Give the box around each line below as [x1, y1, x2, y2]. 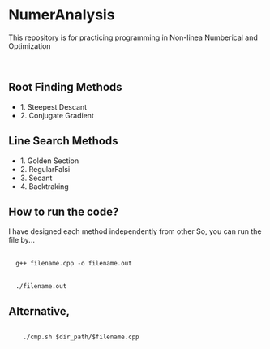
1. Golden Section [19, 156, 79, 166]
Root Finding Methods [8, 80, 123, 94]
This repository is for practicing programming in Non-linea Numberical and [8, 32, 258, 42]
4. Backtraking [19, 181, 69, 192]
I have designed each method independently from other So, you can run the [8, 226, 262, 236]
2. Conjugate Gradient [19, 110, 95, 120]
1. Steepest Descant [19, 101, 88, 111]
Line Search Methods [8, 134, 118, 148]
